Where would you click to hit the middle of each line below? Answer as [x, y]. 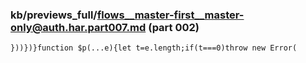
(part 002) [174, 27]
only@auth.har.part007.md [78, 27]
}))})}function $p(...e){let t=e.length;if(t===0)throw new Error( [154, 48]
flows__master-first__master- [170, 15]
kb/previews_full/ [54, 15]
